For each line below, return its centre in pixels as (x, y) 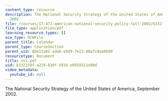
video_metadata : (22, 70)
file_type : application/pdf (34, 28)
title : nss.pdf (21, 61)
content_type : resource (30, 10)
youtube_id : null (28, 75)
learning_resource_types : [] (35, 33)
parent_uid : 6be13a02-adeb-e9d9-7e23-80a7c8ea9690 (59, 51)
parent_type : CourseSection (34, 47)
